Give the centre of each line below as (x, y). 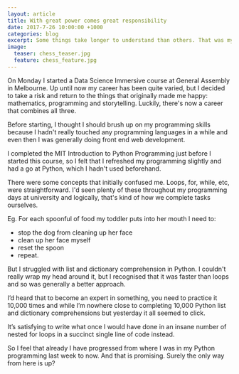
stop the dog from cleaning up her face (75, 233)
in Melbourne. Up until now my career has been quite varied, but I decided (116, 88)
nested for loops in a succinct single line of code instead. (91, 334)
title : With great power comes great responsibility (87, 21)
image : (17, 47)
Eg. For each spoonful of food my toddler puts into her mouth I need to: (112, 218)
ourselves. (23, 205)
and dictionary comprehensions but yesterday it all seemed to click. (106, 313)
